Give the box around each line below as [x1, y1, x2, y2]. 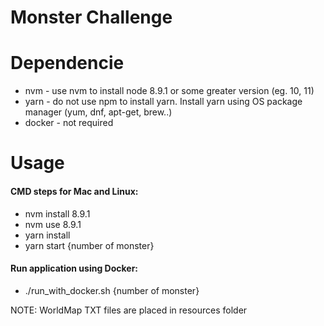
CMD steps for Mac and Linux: [10, 185, 139, 197]
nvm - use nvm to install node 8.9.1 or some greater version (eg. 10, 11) [24, 85, 315, 97]
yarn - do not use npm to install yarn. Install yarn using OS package [24, 96, 303, 108]
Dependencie [10, 52, 125, 75]
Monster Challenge [10, 6, 173, 29]
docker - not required [24, 117, 114, 129]
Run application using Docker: [10, 262, 139, 275]
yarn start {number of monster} [24, 239, 155, 251]
